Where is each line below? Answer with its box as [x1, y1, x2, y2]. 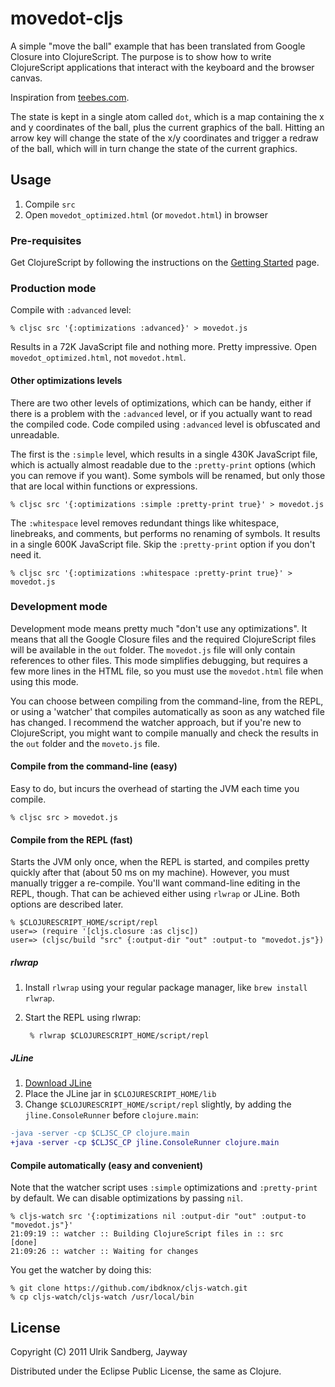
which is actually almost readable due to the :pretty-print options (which [10, 458, 316, 471]
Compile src [24, 198, 76, 210]
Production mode [10, 281, 97, 295]
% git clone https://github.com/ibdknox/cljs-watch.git [10, 1283, 248, 1294]
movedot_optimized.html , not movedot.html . [10, 352, 187, 364]
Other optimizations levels [10, 374, 123, 386]
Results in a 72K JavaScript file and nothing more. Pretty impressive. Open [10, 341, 318, 353]
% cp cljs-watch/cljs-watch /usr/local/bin [10, 1292, 195, 1302]
